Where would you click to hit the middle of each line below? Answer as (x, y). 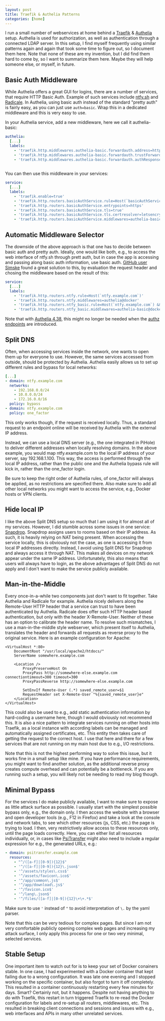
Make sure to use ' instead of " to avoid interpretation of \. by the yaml (77, 908)
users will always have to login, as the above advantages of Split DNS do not (82, 563)
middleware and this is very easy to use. (46, 113)
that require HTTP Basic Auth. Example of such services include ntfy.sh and (82, 97)
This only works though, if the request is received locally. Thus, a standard (81, 422)
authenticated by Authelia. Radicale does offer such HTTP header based (78, 612)
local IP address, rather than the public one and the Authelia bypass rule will (82, 463)
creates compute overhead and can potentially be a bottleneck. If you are (79, 769)
